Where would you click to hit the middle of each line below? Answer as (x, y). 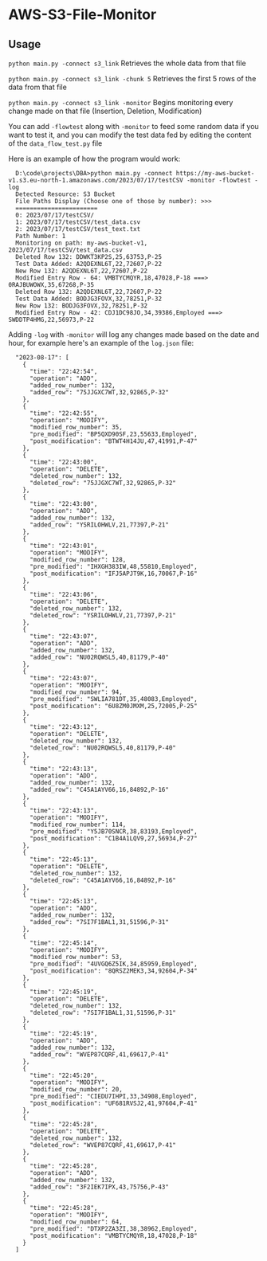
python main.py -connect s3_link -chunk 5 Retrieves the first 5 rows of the (132, 78)
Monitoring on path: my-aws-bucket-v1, (82, 243)
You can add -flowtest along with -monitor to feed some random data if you (133, 126)
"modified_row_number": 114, (78, 824)
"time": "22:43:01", (63, 546)
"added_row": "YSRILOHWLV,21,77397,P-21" (99, 525)
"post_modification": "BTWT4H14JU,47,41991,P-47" (113, 441)
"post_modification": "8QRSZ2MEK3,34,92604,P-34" (113, 971)
